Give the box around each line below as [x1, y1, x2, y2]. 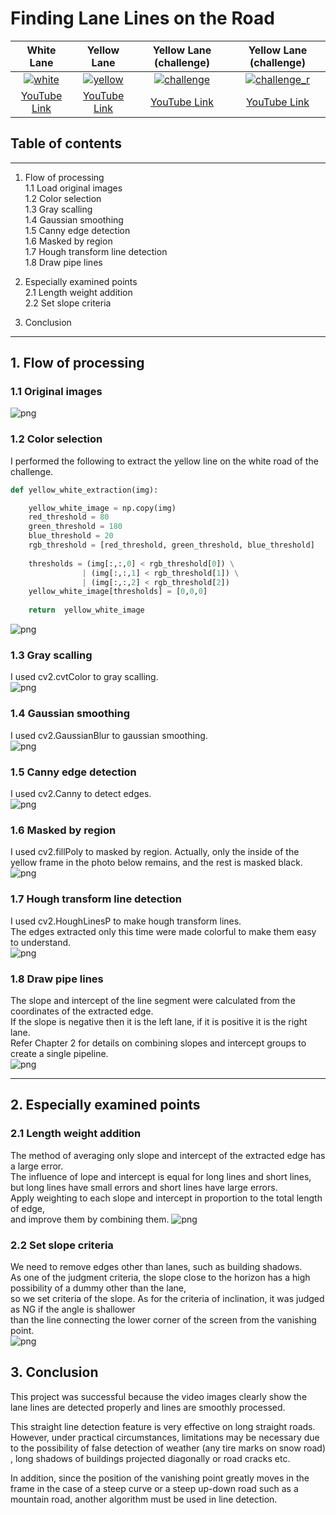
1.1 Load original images [24, 182, 123, 194]
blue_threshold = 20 [28, 531, 114, 541]
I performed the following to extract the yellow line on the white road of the [10, 455, 319, 467]
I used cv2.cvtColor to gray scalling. [10, 671, 159, 683]
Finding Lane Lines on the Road [10, 7, 275, 30]
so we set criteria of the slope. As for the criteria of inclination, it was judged [10, 1292, 325, 1304]
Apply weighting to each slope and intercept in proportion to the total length [10, 1192, 323, 1204]
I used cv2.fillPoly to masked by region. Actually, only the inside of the [10, 846, 300, 858]
